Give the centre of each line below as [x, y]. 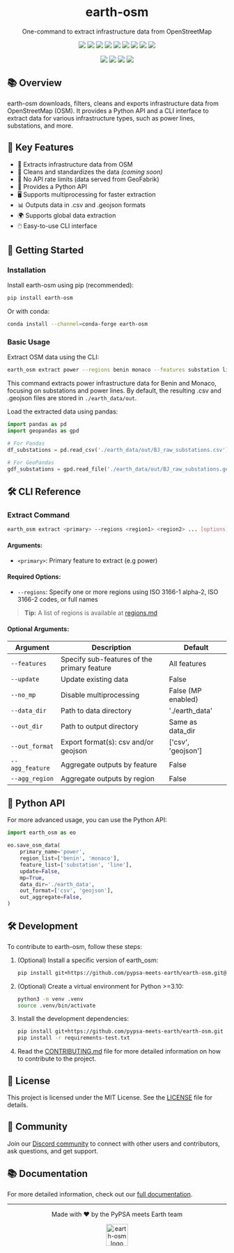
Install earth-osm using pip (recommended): [71, 285]
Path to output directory [99, 726]
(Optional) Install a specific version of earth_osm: [88, 960]
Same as [183, 722]
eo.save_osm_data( [34, 845]
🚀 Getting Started [46, 250]
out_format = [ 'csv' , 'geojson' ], [67, 891]
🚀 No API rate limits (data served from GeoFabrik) [88, 179]
